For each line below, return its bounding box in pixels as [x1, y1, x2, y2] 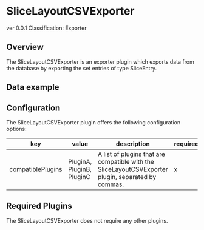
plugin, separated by [97, 172, 157, 181]
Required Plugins [6, 201, 72, 211]
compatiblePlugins [9, 165, 63, 174]
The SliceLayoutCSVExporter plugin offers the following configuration [6, 118, 181, 126]
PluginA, [67, 157, 92, 166]
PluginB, [67, 165, 92, 174]
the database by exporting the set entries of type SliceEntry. [6, 64, 157, 72]
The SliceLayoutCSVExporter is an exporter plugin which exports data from [6, 58, 194, 65]
